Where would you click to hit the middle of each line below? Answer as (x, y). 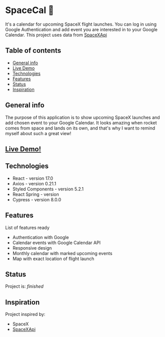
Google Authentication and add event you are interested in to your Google (81, 29)
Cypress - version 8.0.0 (37, 199)
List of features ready (27, 228)
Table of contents (33, 50)
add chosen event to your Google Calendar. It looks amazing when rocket (81, 123)
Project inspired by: (25, 314)
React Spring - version (36, 194)
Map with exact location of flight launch (53, 259)
